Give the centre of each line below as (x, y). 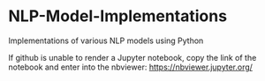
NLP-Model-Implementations (117, 16)
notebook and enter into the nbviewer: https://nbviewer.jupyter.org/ (131, 67)
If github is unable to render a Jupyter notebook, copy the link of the (132, 57)
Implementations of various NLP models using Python (106, 40)
